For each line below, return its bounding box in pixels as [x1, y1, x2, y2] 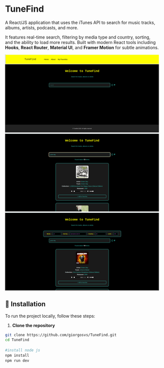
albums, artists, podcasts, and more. [5, 24, 79, 30]
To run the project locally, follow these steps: [5, 313, 95, 319]
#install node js [5, 348, 41, 353]
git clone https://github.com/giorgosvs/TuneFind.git [5, 332, 117, 337]
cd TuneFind [5, 338, 29, 343]
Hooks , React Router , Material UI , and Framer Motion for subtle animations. [5, 44, 159, 50]
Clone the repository [12, 322, 55, 328]
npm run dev [5, 358, 29, 363]
